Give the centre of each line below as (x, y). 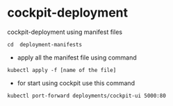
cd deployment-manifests (44, 44)
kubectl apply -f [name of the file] (62, 70)
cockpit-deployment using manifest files (65, 32)
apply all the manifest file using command (77, 58)
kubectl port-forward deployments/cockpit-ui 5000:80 (87, 96)
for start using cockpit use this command (76, 83)
